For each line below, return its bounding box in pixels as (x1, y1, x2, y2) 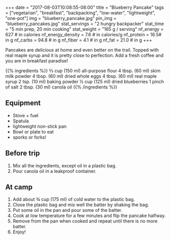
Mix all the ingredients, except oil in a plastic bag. (12, 162, 116, 168)
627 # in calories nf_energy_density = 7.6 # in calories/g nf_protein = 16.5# (5, 32, 162, 37)
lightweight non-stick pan (12, 123, 67, 129)
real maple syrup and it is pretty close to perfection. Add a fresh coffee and (5, 52, 164, 58)
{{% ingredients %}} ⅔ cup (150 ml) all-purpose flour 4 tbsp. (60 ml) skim (5, 68, 161, 74)
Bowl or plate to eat (12, 128, 54, 135)
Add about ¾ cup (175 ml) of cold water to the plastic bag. (12, 197, 135, 203)
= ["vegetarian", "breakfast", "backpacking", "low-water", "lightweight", (5, 10, 156, 16)
